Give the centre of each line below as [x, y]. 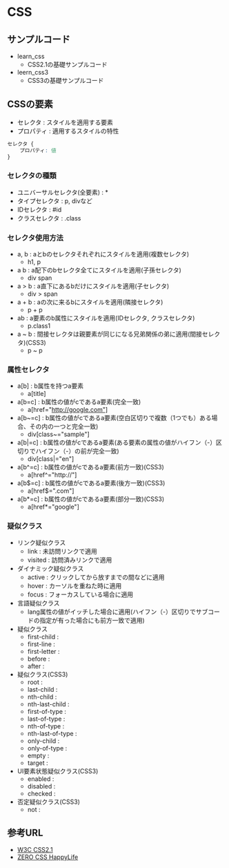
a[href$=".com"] [51, 491]
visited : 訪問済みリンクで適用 [70, 560]
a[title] [37, 394]
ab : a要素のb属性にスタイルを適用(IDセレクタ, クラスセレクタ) [106, 318]
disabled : [41, 786]
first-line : [41, 644]
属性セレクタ [28, 369]
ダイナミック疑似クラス [50, 568]
